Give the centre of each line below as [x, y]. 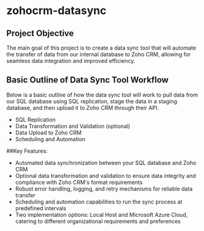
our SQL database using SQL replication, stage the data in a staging [92, 101]
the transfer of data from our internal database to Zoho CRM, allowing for [99, 54]
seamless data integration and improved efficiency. [71, 61]
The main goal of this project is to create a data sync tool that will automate [101, 48]
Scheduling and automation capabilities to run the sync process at [99, 202]
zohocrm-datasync [56, 11]
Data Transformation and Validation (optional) [73, 126]
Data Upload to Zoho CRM [48, 133]
